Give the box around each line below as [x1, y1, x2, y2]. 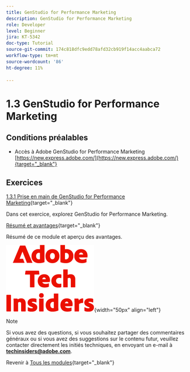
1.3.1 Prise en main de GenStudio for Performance [6, 193, 126, 200]
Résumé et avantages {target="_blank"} [6, 222, 101, 229]
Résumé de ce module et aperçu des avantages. [6, 233, 123, 240]
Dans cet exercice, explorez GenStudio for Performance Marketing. [6, 211, 168, 218]
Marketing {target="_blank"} [6, 199, 73, 206]
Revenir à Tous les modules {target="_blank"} [6, 359, 115, 366]
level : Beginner [6, 28, 46, 34]
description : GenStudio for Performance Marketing [6, 15, 132, 22]
